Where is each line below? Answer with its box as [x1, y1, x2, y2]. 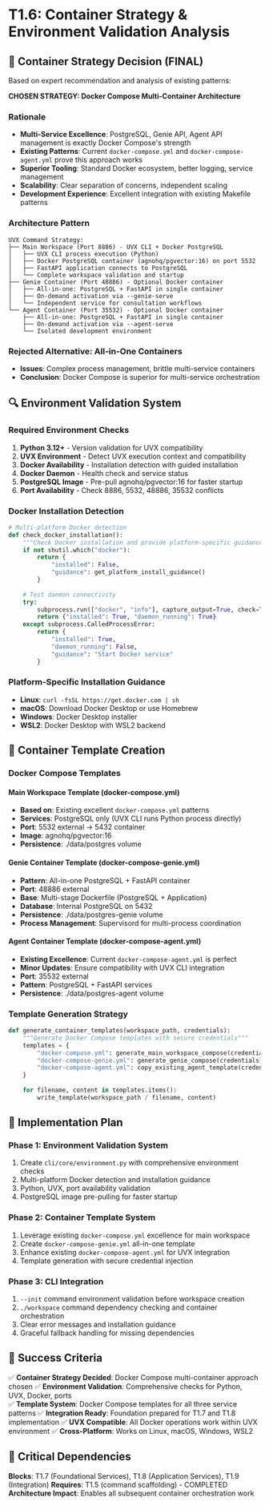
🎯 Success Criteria [8, 1351, 102, 1365]
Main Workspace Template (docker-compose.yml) [8, 787, 180, 797]
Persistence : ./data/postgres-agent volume [19, 988, 164, 998]
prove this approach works [54, 155, 143, 165]
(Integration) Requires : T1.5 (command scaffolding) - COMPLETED [8, 1480, 228, 1489]
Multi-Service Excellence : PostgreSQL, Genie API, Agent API [19, 130, 223, 139]
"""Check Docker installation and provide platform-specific [22, 539, 231, 547]
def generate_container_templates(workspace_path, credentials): [8, 1027, 231, 1035]
